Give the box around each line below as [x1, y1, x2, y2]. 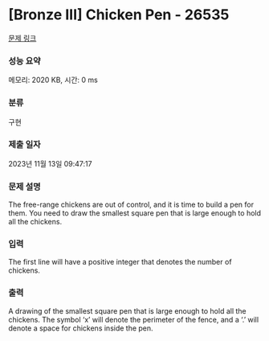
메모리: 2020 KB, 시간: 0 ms [8, 75, 98, 85]
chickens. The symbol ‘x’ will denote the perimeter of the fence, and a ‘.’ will [8, 314, 259, 324]
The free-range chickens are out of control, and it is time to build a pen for [8, 199, 255, 210]
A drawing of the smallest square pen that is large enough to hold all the [8, 306, 247, 315]
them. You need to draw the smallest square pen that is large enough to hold [8, 208, 262, 218]
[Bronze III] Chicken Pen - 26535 [8, 6, 230, 24]
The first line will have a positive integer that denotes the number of [8, 257, 232, 267]
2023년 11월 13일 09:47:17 [8, 158, 92, 168]
